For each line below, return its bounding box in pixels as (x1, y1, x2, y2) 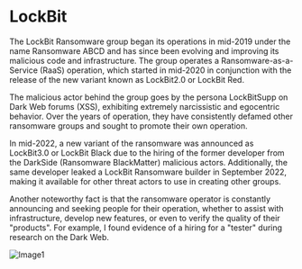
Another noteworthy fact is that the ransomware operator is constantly (9, 193, 271, 204)
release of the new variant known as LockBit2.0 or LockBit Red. (9, 74, 245, 85)
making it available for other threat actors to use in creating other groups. (9, 175, 281, 186)
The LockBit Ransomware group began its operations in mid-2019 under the (9, 36, 291, 47)
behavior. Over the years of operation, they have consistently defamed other (9, 111, 293, 121)
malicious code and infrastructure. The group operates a (9, 55, 219, 66)
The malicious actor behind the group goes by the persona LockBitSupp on (9, 92, 288, 103)
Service (9, 65, 39, 76)
